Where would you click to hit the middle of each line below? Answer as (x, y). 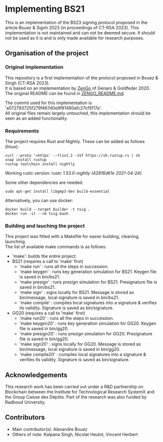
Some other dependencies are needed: (44, 182)
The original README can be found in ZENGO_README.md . (65, 93)
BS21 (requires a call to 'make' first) (48, 261)
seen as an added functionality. (36, 118)
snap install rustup (26, 160)
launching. (16, 241)
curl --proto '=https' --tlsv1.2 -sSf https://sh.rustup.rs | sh (72, 155)
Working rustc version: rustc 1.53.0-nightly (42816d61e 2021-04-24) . (74, 173)
